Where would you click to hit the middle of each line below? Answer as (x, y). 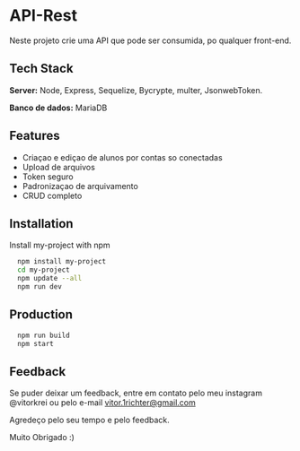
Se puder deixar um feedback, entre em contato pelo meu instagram (136, 393)
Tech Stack (41, 69)
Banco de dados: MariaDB (58, 108)
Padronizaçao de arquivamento (80, 186)
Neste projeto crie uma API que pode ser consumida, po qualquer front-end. (150, 40)
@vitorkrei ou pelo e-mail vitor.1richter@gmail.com (102, 403)
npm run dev (40, 287)
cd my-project (44, 270)
